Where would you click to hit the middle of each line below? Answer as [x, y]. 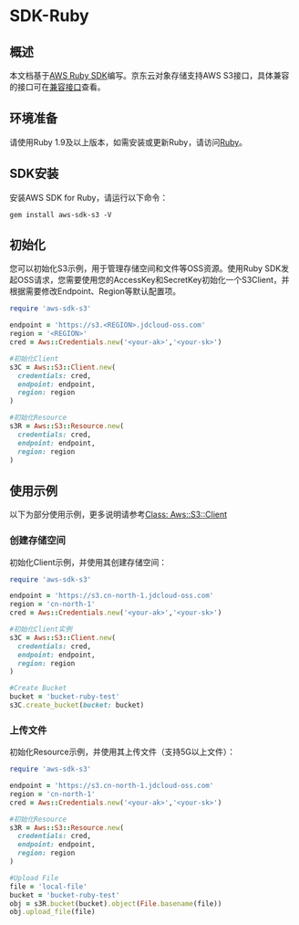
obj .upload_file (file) [52, 912]
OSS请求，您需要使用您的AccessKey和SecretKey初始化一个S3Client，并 [153, 280]
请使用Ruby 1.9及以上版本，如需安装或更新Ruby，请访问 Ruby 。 [129, 142]
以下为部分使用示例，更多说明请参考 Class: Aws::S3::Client [119, 515]
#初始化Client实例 [41, 630]
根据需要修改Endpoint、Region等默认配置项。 [95, 291]
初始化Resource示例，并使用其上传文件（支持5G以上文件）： [122, 752]
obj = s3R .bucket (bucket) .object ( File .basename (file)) [116, 904]
